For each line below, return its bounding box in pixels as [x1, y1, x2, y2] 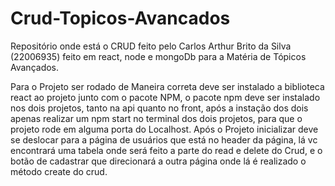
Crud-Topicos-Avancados [10, 7, 231, 30]
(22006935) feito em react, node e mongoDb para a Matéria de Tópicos [10, 50, 307, 62]
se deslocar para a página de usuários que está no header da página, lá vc [10, 133, 318, 146]
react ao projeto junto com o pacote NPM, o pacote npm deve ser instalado [10, 91, 321, 103]
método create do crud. [10, 165, 108, 177]
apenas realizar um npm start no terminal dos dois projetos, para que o [10, 112, 303, 124]
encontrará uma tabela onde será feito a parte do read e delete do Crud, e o [10, 144, 323, 156]
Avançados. [10, 61, 60, 73]
